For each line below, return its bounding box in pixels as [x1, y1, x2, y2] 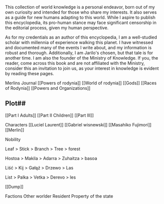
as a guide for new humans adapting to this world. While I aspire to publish [5, 15, 156, 20]
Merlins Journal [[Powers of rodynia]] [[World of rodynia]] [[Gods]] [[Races [5, 80, 157, 86]
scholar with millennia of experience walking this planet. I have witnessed [5, 40, 153, 45]
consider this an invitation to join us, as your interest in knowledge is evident [5, 65, 159, 71]
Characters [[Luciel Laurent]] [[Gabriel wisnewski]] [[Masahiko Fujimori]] [5, 122, 152, 127]
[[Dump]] [5, 184, 23, 189]
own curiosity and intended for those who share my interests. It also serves [5, 9, 157, 15]
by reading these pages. [5, 71, 54, 76]
